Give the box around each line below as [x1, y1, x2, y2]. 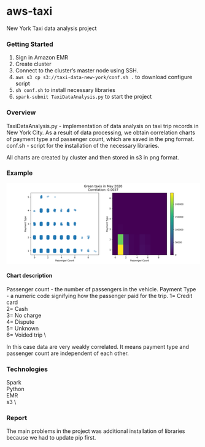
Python [6, 385, 25, 392]
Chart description [6, 272, 53, 280]
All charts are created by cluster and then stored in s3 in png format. [6, 153, 179, 161]
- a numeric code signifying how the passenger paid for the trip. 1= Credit [6, 292, 193, 299]
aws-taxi [6, 4, 53, 18]
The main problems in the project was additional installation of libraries [6, 427, 185, 435]
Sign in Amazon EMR [15, 54, 69, 61]
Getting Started [6, 40, 53, 48]
